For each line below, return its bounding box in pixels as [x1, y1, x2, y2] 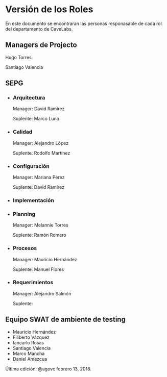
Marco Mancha [12, 350, 45, 357]
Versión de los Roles [5, 4, 93, 15]
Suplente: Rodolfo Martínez [12, 149, 70, 156]
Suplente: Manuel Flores [12, 266, 64, 272]
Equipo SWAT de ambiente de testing [5, 315, 126, 324]
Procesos [12, 245, 37, 252]
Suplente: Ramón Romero [12, 232, 66, 238]
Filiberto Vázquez [12, 334, 50, 340]
